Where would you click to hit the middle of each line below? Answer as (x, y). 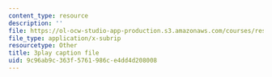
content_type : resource (49, 16)
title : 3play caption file (54, 53)
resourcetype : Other (43, 46)
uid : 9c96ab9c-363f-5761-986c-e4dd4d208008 (83, 61)
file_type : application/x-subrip (65, 38)
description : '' (36, 23)
